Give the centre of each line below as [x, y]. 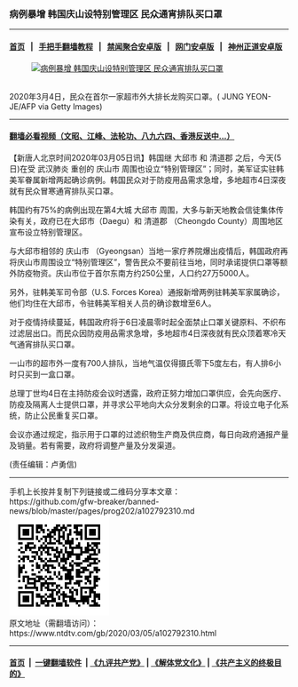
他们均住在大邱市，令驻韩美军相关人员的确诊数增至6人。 [113, 303]
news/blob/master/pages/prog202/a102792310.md [102, 511]
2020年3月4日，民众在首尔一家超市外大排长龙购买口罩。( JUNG [126, 96]
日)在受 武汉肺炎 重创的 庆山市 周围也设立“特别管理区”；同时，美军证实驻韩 [147, 168]
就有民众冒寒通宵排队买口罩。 [63, 191]
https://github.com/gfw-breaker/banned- [84, 501]
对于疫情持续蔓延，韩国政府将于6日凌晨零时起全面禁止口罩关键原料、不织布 [148, 322]
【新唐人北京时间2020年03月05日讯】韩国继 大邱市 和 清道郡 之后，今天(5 [145, 157]
